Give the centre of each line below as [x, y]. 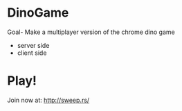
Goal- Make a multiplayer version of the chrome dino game [91, 32]
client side [32, 53]
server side [33, 45]
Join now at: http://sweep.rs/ [48, 100]
